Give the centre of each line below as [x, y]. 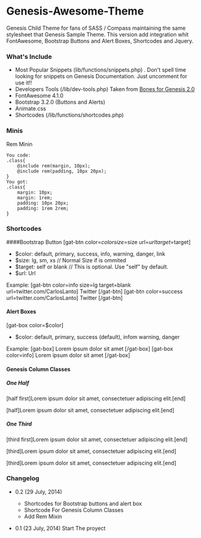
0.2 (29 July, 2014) [38, 492]
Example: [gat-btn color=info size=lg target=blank [69, 285]
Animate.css [31, 109]
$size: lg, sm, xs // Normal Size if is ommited [71, 260]
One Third [19, 424]
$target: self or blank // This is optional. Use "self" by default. [91, 267]
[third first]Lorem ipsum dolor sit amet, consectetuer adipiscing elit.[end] [97, 439]
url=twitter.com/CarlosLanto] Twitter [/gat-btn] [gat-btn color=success [94, 291]
